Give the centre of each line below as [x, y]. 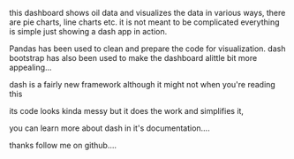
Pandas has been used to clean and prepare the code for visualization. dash [147, 49]
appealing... [30, 67]
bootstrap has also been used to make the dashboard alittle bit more [133, 58]
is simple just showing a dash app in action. [88, 31]
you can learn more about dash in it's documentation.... [109, 128]
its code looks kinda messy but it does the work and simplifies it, [127, 111]
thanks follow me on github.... [63, 145]
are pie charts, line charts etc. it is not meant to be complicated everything [144, 22]
